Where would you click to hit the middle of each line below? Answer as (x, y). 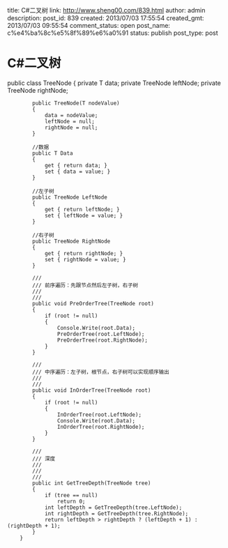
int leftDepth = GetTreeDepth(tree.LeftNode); (113, 508)
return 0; (71, 501)
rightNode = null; (71, 128)
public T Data (53, 153)
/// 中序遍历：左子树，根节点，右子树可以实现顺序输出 (101, 372)
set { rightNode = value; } (85, 259)
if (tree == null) (71, 495)
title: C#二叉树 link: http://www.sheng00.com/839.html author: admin (106, 10)
